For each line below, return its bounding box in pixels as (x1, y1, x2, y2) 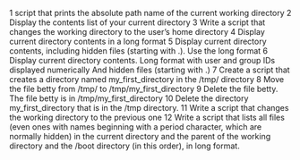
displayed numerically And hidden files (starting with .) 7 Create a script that (9, 64, 290, 75)
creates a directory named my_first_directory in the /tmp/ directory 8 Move (9, 74, 285, 84)
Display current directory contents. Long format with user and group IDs (9, 55, 276, 65)
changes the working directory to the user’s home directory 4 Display (9, 27, 266, 37)
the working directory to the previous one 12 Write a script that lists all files (9, 112, 285, 122)
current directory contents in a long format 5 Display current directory (9, 36, 267, 46)
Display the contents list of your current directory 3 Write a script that (9, 17, 266, 28)
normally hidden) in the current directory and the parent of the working (9, 131, 271, 141)
